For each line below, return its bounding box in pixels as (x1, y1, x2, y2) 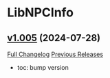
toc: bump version (16, 64, 69, 71)
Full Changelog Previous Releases (7, 50, 104, 58)
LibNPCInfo (7, 5, 74, 21)
